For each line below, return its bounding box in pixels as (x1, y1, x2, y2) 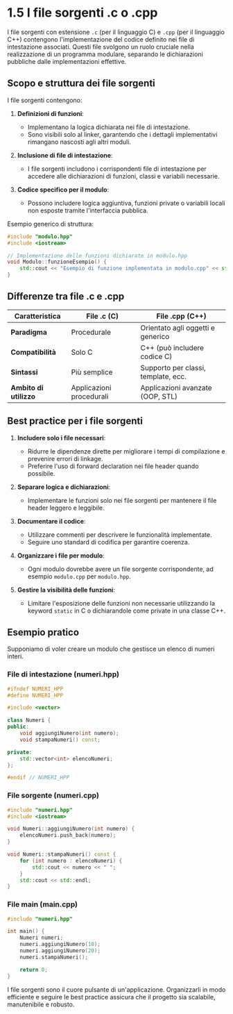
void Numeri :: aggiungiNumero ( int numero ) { (7, 825, 135, 833)
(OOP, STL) (140, 391, 178, 401)
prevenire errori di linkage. (27, 454, 103, 463)
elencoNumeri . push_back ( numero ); (19, 832, 116, 839)
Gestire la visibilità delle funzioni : (17, 585, 116, 594)
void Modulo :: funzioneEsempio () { (7, 258, 107, 265)
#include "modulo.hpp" (7, 233, 73, 240)
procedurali (71, 391, 109, 401)
